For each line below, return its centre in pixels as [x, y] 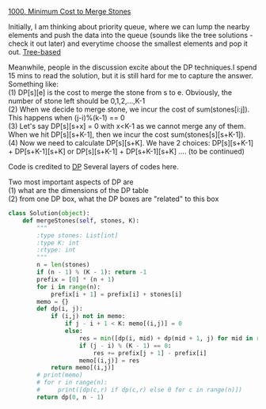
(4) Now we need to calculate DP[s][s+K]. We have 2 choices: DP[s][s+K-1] [131, 143]
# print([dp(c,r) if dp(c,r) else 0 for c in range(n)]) [140, 390]
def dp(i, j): [60, 309]
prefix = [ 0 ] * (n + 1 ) [76, 279]
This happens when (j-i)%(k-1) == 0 [66, 117]
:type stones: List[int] [78, 235]
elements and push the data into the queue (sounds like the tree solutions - [131, 35]
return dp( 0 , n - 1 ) [70, 397]
